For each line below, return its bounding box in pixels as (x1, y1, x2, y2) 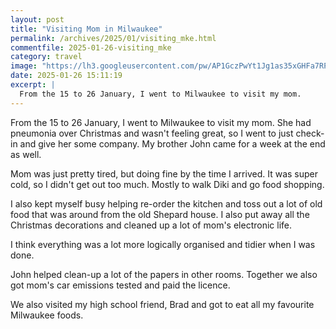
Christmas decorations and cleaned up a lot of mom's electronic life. (10, 219, 293, 231)
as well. (10, 148, 42, 160)
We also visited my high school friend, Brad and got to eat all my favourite (10, 298, 315, 310)
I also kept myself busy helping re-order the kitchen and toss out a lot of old (10, 197, 323, 210)
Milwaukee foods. (10, 309, 84, 321)
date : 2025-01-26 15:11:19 (10, 71, 123, 81)
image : (10, 61, 38, 71)
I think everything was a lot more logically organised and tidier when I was (10, 238, 316, 250)
